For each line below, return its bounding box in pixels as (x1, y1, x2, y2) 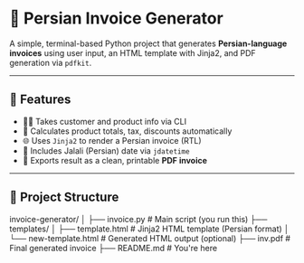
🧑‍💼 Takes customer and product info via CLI (22, 116, 187, 127)
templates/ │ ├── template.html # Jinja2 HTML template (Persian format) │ (9, 223, 290, 234)
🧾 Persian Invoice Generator (9, 8, 223, 29)
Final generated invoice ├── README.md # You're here (9, 242, 218, 253)
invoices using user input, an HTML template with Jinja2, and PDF (9, 47, 256, 58)
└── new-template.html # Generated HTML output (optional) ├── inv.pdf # (9, 232, 291, 243)
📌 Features (9, 92, 71, 108)
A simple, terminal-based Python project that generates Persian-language (9, 38, 288, 49)
